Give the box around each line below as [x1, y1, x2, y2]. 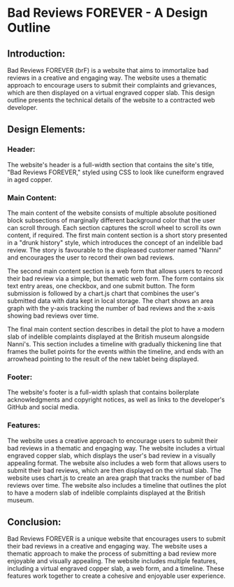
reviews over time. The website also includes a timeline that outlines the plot [7, 481, 227, 489]
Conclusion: [7, 516, 61, 528]
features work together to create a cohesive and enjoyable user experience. [7, 572, 226, 580]
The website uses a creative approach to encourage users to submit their [7, 436, 219, 445]
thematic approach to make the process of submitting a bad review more [7, 549, 217, 558]
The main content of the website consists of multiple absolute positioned [7, 208, 217, 217]
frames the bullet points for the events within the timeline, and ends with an [7, 347, 224, 355]
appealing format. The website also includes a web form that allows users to [7, 458, 227, 467]
